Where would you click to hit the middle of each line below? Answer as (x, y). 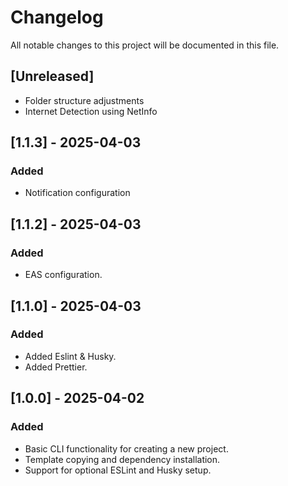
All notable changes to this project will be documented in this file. (145, 45)
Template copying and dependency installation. (122, 459)
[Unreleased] (52, 76)
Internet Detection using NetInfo (91, 111)
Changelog (57, 17)
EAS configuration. (63, 275)
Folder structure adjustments (84, 100)
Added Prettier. (56, 367)
